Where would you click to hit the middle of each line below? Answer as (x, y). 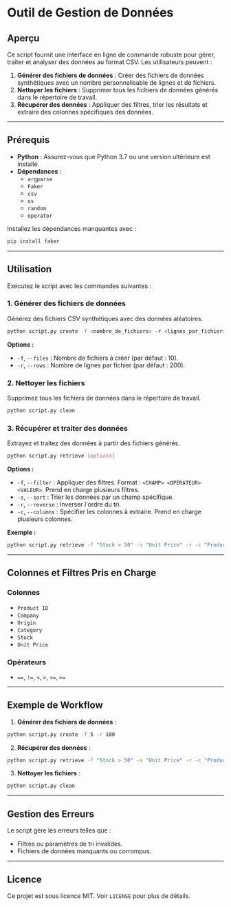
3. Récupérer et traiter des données (68, 428)
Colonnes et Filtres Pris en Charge (82, 573)
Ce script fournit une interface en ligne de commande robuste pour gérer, (111, 54)
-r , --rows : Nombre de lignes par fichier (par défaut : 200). (101, 365)
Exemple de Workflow (55, 705)
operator (40, 216)
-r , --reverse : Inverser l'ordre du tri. (69, 505)
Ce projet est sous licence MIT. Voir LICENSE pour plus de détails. (99, 896)
